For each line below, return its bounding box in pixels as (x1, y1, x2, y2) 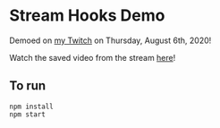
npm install (9, 102, 54, 111)
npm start (9, 109, 47, 119)
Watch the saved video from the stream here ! (9, 52, 176, 63)
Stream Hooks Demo (9, 5, 165, 26)
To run (9, 78, 47, 94)
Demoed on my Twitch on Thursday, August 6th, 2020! (9, 35, 212, 46)
